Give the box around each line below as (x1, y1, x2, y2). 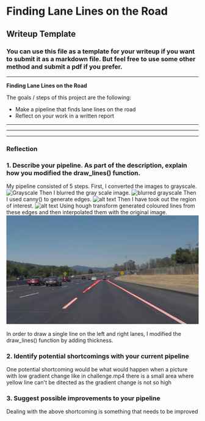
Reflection (6, 144, 38, 153)
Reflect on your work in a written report (15, 112, 115, 119)
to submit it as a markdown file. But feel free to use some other (6, 54, 196, 63)
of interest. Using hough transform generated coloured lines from (6, 202, 195, 209)
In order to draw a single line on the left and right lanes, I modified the (6, 330, 182, 337)
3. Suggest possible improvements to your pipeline (6, 393, 160, 402)
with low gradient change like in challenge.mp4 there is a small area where (6, 372, 194, 379)
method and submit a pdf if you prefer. (6, 62, 123, 71)
